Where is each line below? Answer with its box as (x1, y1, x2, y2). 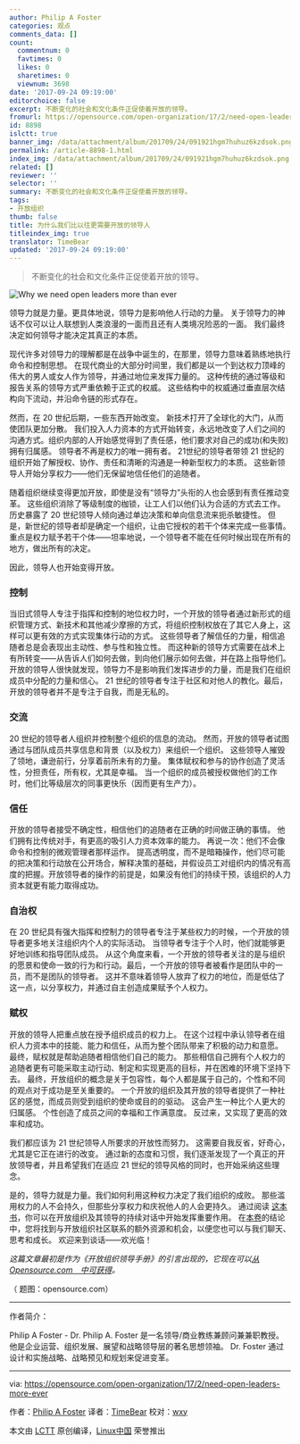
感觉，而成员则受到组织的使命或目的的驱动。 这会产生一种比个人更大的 (24, 1096, 286, 1106)
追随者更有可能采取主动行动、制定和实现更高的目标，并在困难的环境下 (9, 1062, 268, 1073)
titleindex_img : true (9, 229, 90, 238)
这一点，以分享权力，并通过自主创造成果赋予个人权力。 (9, 982, 212, 993)
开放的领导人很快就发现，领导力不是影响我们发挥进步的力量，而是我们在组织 (9, 664, 291, 675)
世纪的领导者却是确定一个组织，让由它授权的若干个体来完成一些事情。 (32, 521, 291, 531)
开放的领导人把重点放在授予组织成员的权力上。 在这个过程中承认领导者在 (9, 1029, 278, 1039)
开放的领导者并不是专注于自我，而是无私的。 (9, 687, 174, 697)
